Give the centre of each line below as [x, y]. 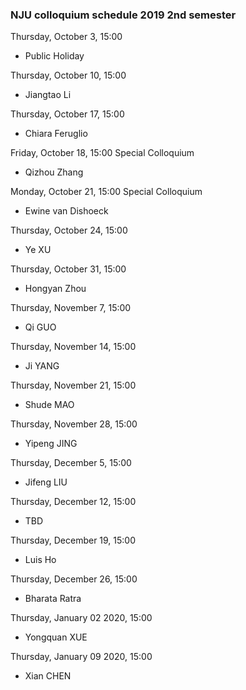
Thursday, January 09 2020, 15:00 [81, 657]
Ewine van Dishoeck [66, 211]
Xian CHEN [48, 676]
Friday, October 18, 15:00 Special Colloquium [102, 153]
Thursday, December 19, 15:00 [73, 540]
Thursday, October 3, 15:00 [66, 37]
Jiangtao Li [48, 95]
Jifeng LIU [46, 482]
